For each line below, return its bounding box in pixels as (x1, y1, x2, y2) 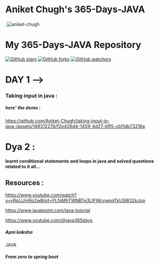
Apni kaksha (5, 229, 33, 235)
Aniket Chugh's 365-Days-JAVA (5, 4, 145, 15)
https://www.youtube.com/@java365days (5, 217, 93, 224)
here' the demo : (5, 105, 41, 111)
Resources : (5, 178, 44, 187)
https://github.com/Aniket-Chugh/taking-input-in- (5, 118, 110, 124)
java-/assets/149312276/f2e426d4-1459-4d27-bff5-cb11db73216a (5, 123, 145, 129)
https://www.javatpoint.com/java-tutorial (5, 207, 91, 213)
